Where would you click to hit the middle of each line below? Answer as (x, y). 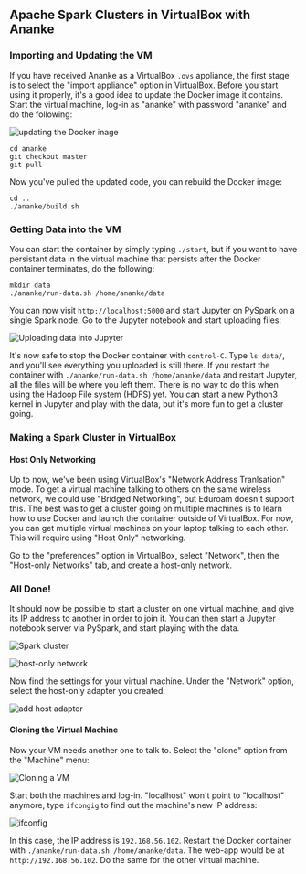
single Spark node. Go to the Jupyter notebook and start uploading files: (145, 320)
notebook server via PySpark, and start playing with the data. (125, 628)
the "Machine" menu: (49, 760)
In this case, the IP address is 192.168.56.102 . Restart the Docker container (151, 840)
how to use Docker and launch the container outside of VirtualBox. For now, (152, 518)
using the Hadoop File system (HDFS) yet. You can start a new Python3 (144, 394)
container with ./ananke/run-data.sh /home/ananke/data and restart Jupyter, (153, 375)
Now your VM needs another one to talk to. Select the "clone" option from (148, 750)
